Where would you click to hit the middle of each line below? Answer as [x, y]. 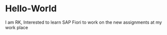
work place [17, 27]
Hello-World [31, 9]
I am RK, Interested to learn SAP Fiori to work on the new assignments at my [84, 22]
